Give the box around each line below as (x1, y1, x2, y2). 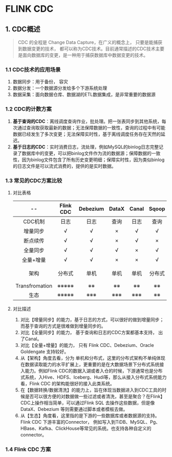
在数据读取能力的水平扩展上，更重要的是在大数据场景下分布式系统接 (20, 361, 164, 367)
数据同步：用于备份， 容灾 (12, 79, 68, 85)
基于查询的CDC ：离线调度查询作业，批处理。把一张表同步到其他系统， (12, 118, 162, 124)
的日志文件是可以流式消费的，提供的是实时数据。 (12, 163, 116, 169)
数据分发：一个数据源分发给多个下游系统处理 (12, 85, 107, 91)
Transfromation (15, 282, 53, 289)
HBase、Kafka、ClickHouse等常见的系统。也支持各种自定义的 (20, 425, 152, 431)
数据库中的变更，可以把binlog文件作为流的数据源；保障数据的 (21, 150, 152, 156)
